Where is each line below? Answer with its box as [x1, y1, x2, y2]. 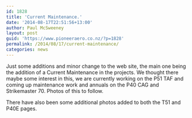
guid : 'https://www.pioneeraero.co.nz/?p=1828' [6, 36, 125, 41]
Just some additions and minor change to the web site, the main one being [6, 63, 186, 70]
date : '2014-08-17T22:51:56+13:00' [6, 19, 93, 25]
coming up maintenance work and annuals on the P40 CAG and [6, 81, 159, 88]
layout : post [6, 30, 38, 36]
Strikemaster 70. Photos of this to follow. [6, 87, 104, 94]
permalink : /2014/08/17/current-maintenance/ [6, 41, 119, 47]
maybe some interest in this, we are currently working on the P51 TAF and [6, 75, 184, 82]
